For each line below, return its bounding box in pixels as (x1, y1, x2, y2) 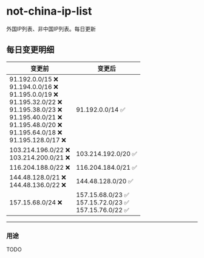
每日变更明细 (6, 44, 55, 55)
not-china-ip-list (6, 4, 92, 18)
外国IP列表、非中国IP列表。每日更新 (6, 25, 96, 32)
